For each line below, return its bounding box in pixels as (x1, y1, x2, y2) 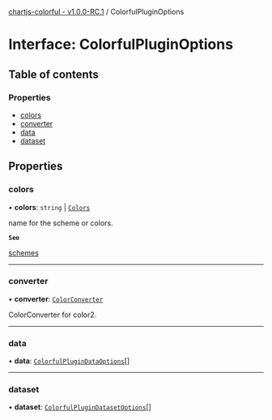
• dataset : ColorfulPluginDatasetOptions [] (8, 402, 152, 412)
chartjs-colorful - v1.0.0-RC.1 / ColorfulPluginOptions (8, 7, 185, 16)
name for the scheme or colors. (8, 218, 113, 228)
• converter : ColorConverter (8, 294, 104, 303)
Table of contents (8, 67, 99, 81)
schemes (8, 247, 39, 258)
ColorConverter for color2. (8, 310, 97, 319)
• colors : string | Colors (8, 202, 91, 212)
